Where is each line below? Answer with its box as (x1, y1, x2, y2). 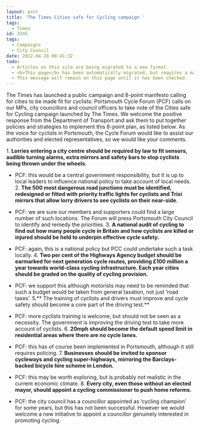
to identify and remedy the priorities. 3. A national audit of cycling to (14, 221, 185, 228)
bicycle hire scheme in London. (35, 362, 114, 369)
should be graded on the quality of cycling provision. (14, 270, 149, 278)
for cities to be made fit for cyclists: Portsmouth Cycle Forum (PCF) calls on (6, 98, 192, 105)
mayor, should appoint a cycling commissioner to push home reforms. (14, 387, 192, 394)
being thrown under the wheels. (6, 160, 87, 167)
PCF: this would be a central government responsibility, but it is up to (14, 172, 184, 179)
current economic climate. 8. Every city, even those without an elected (14, 380, 192, 387)
